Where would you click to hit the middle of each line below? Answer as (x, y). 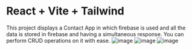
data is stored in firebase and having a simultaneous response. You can (95, 34)
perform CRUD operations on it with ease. (58, 40)
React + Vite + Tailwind (66, 11)
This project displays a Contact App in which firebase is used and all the (96, 28)
